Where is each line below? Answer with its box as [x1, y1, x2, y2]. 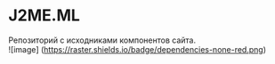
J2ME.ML [8, 5, 81, 26]
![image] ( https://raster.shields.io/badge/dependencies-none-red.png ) [8, 44, 267, 54]
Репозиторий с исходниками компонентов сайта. [8, 35, 197, 45]
